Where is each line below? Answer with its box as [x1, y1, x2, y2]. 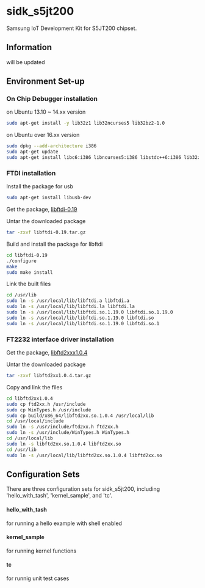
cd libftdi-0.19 [6, 252, 48, 258]
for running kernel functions [6, 547, 77, 554]
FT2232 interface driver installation [6, 335, 114, 344]
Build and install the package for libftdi [6, 240, 103, 248]
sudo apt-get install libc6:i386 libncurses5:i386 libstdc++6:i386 [6, 155, 182, 161]
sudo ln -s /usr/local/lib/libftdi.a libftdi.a [6, 298, 130, 304]
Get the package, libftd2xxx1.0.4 [6, 349, 88, 356]
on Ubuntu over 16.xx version [6, 131, 80, 139]
